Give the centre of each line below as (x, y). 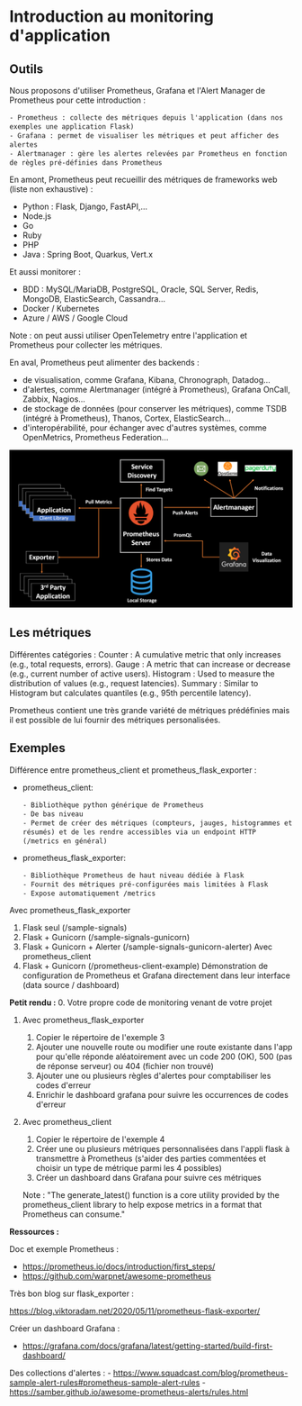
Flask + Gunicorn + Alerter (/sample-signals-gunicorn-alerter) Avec (147, 947)
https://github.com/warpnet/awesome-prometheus (117, 1275)
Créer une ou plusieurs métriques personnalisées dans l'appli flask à (163, 1148)
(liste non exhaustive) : (51, 189)
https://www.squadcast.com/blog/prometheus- (200, 1373)
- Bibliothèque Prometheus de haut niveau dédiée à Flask (133, 875)
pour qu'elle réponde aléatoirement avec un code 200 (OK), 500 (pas (164, 1057)
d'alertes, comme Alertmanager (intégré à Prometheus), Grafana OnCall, (156, 390)
